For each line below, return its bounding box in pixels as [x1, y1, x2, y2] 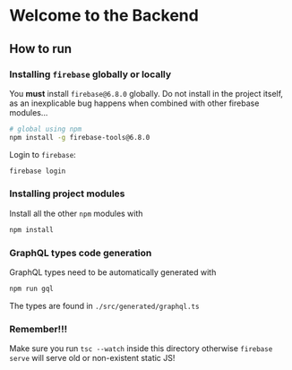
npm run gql [9, 284, 54, 293]
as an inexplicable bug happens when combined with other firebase [9, 98, 260, 108]
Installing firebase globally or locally [9, 68, 172, 81]
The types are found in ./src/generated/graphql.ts [9, 300, 200, 311]
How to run [9, 41, 73, 56]
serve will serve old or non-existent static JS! [9, 353, 176, 364]
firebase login [9, 167, 66, 176]
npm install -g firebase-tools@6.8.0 [9, 133, 150, 142]
